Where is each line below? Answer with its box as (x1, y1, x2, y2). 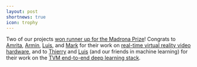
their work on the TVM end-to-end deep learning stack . (6, 54, 141, 62)
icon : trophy (6, 19, 38, 25)
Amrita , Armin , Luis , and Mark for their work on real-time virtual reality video (6, 42, 191, 49)
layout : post (6, 8, 38, 15)
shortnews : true (6, 14, 46, 20)
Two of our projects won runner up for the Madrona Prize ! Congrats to (6, 36, 176, 43)
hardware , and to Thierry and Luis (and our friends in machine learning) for (6, 48, 188, 55)
